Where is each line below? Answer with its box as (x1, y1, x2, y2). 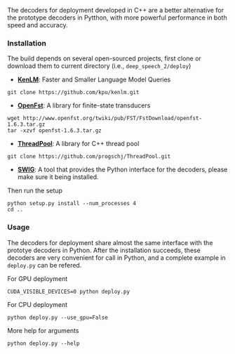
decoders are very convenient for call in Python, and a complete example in (7, 253, 226, 262)
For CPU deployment (7, 300, 68, 308)
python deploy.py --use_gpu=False (7, 314, 109, 321)
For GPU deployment (7, 274, 68, 283)
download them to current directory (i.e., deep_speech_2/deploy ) (7, 62, 192, 70)
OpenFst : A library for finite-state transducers (17, 101, 151, 110)
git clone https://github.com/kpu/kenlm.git (7, 89, 140, 96)
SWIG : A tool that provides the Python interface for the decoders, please (17, 165, 228, 174)
